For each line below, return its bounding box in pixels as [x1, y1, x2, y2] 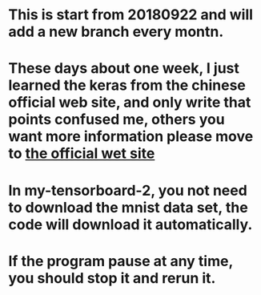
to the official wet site [8, 144, 155, 163]
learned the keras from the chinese [8, 76, 246, 95]
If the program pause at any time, [8, 252, 234, 270]
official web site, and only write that [8, 94, 251, 111]
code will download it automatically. [8, 215, 253, 233]
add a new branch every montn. [8, 22, 224, 41]
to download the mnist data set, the [8, 198, 248, 216]
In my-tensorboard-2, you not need [8, 181, 248, 200]
